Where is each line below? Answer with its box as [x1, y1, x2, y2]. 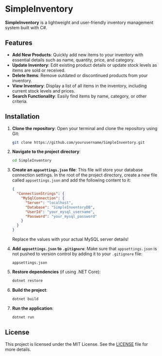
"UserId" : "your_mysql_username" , [25, 209, 95, 214]
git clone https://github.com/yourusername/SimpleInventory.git [12, 140, 145, 145]
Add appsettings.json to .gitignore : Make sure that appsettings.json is [12, 246, 157, 252]
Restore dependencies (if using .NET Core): [12, 269, 101, 275]
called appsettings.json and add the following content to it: [12, 177, 131, 183]
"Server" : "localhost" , [25, 200, 74, 205]
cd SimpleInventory [12, 158, 52, 163]
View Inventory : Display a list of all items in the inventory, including [12, 83, 147, 89]
